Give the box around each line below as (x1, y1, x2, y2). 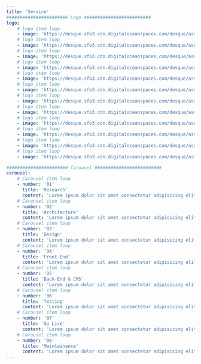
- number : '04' (17, 248, 55, 254)
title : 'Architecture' (22, 209, 79, 215)
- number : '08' (17, 337, 55, 344)
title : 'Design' (22, 231, 63, 237)
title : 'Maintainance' (22, 343, 79, 349)
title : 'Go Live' (22, 321, 66, 327)
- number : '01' (17, 181, 55, 188)
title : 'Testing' (22, 298, 66, 305)
